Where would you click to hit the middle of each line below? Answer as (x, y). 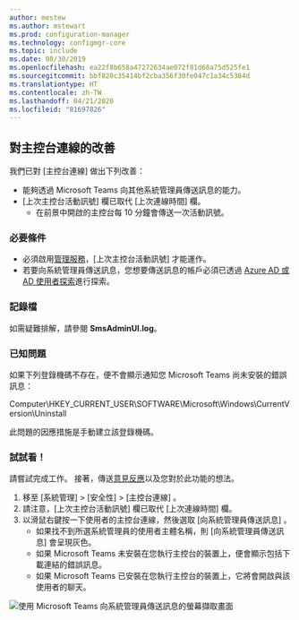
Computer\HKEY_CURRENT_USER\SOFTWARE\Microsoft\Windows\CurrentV (149, 403)
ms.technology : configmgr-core (68, 43)
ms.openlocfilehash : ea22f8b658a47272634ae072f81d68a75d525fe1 (130, 68)
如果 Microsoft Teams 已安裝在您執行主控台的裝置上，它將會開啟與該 (163, 576)
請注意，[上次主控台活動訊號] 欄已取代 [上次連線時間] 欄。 (129, 509)
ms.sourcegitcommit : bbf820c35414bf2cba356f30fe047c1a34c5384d (130, 76)
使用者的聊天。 (63, 587)
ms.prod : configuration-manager (69, 34)
